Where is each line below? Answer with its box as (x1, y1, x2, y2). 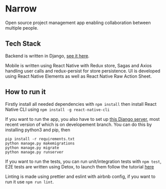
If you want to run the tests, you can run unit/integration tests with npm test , (5, 158, 161, 164)
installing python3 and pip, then (5, 126, 70, 133)
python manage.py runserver (5, 149, 64, 154)
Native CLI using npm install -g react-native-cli (5, 106, 110, 112)
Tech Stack (5, 40, 41, 48)
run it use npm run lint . (5, 178, 54, 184)
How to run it (5, 88, 46, 96)
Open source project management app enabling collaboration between (5, 20, 151, 26)
